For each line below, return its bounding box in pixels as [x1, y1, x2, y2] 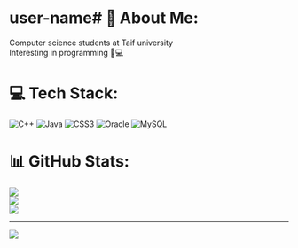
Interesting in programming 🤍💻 [9, 47, 124, 58]
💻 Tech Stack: [9, 83, 119, 104]
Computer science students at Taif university [9, 37, 174, 48]
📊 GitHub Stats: [9, 151, 130, 172]
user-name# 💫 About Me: [9, 8, 200, 28]
